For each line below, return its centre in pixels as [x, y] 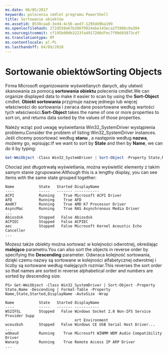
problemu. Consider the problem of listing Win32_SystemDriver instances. [81, 132]
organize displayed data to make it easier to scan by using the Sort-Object [82, 96]
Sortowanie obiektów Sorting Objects [84, 72]
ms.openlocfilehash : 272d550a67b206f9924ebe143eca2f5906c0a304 [72, 28]
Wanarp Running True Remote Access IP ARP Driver [70, 342]
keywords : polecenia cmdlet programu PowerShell [57, 14]
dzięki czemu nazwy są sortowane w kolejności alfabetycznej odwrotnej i [81, 260]
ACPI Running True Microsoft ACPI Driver [63, 195]
